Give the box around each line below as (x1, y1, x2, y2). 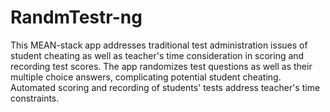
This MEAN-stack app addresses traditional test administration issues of (10, 39, 308, 51)
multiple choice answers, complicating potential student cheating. (10, 71, 282, 83)
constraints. (10, 92, 60, 104)
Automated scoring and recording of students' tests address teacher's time (10, 81, 321, 93)
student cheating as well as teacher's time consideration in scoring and (10, 49, 305, 61)
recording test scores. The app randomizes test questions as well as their (10, 60, 313, 72)
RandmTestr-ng (10, 6, 143, 29)
